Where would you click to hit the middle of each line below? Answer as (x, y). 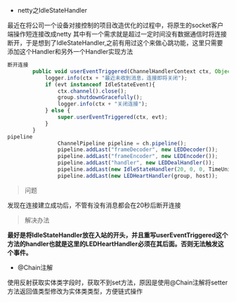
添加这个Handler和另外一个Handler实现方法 (70, 52)
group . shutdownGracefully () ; (100, 98)
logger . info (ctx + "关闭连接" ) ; (103, 104)
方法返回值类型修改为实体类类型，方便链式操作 (75, 291)
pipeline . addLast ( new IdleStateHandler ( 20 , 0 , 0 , (131, 169)
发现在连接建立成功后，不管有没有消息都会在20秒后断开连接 (94, 205)
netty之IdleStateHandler (52, 10)
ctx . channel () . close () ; (92, 91)
